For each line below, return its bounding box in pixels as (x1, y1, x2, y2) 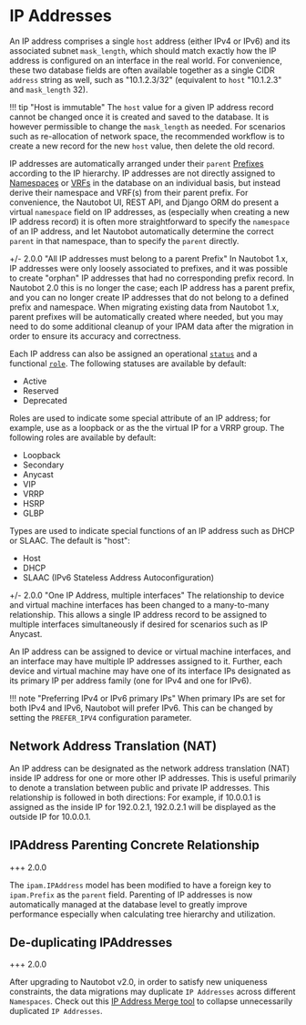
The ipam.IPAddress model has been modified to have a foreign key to (9, 879, 271, 890)
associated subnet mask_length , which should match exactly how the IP (9, 45, 277, 56)
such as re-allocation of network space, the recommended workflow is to (9, 130, 285, 141)
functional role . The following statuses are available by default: (9, 357, 248, 369)
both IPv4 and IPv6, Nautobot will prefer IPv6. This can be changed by (9, 702, 273, 713)
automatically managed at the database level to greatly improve (9, 898, 248, 909)
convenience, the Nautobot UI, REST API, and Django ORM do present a (9, 197, 280, 208)
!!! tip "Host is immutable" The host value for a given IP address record (9, 101, 274, 112)
